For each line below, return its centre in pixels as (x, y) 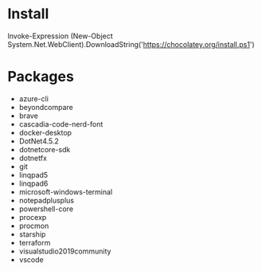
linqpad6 (33, 183)
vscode (31, 259)
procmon (34, 226)
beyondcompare (46, 107)
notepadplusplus (47, 200)
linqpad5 (33, 175)
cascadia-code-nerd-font (61, 124)
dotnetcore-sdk (45, 149)
